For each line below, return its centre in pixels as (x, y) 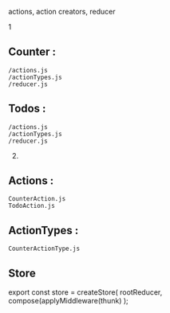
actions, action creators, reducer (62, 12)
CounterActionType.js (44, 249)
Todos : (27, 109)
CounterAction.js (37, 199)
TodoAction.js (32, 206)
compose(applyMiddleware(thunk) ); (69, 301)
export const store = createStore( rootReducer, (85, 292)
